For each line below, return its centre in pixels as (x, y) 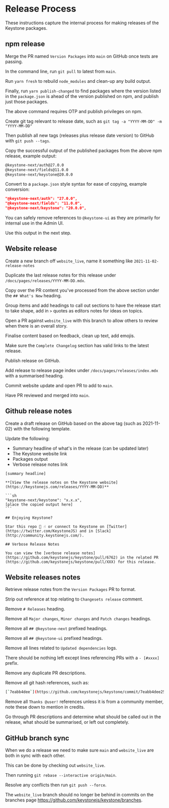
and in (87, 531)
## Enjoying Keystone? (29, 518)
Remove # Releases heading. (35, 609)
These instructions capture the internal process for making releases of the (82, 23)
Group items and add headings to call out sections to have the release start (83, 305)
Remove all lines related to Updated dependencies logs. (61, 648)
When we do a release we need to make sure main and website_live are (80, 750)
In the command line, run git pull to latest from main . (61, 71)
